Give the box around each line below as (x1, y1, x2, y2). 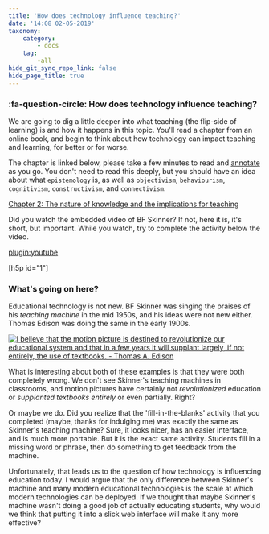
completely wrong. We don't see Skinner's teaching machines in (8, 375, 221, 385)
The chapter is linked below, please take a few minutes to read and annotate (8, 158, 261, 168)
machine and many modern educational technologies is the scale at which (8, 484, 254, 494)
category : (22, 34, 56, 43)
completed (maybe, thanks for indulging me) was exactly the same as (8, 416, 238, 427)
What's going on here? (8, 283, 99, 294)
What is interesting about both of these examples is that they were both (8, 367, 245, 377)
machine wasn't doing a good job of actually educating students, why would (8, 501, 261, 511)
